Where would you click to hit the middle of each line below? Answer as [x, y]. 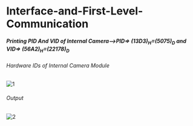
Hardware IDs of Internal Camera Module [58, 65]
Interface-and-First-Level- [75, 11]
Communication [47, 24]
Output [15, 98]
